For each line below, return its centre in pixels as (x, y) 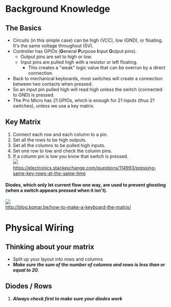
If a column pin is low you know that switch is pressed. (70, 156)
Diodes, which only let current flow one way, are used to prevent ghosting (85, 185)
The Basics (24, 28)
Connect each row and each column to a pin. (60, 134)
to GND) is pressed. (34, 95)
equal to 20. (26, 270)
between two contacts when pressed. (53, 84)
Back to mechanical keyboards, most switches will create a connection (88, 78)
